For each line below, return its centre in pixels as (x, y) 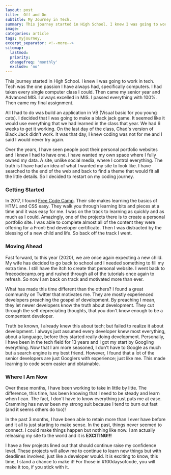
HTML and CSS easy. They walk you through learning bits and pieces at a (82, 206)
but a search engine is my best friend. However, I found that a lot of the (80, 353)
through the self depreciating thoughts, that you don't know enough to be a (84, 310)
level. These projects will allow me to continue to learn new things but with (83, 451)
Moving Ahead (24, 246)
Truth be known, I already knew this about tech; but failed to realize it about (84, 325)
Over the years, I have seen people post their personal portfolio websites (81, 150)
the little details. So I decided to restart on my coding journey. (70, 176)
